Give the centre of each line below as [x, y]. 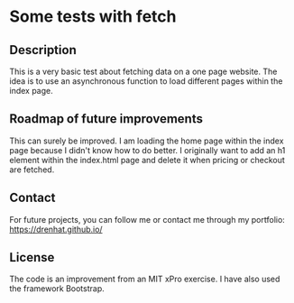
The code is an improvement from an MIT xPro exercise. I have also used [145, 279]
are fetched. [32, 170]
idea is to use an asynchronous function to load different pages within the [146, 81]
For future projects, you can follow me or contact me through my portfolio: [147, 219]
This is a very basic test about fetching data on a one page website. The [143, 71]
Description [43, 50]
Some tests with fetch [93, 17]
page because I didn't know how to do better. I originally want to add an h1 [147, 150]
